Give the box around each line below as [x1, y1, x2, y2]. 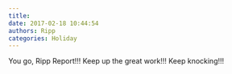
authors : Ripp [8, 27, 56, 35]
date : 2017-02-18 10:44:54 [8, 19, 99, 27]
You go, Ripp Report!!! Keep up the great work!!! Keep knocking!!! [8, 56, 225, 66]
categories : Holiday [8, 34, 78, 43]
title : [8, 11, 31, 20]
